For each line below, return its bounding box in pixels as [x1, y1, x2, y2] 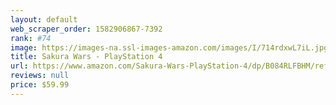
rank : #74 [10, 33, 52, 43]
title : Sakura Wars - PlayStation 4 [10, 52, 163, 62]
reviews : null [10, 71, 70, 81]
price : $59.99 [10, 80, 70, 90]
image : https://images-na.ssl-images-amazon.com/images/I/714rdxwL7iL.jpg [10, 42, 329, 53]
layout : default [10, 14, 78, 25]
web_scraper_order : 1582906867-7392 [10, 24, 163, 34]
